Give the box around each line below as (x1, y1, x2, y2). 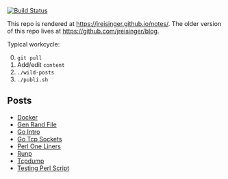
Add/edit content (16, 61, 65, 68)
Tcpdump (16, 156, 45, 165)
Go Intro (16, 127, 40, 136)
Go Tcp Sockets (16, 135, 62, 143)
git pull (16, 55, 42, 61)
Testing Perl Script (16, 164, 70, 172)
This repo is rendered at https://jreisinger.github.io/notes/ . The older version (7, 20, 222, 27)
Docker (16, 113, 38, 121)
